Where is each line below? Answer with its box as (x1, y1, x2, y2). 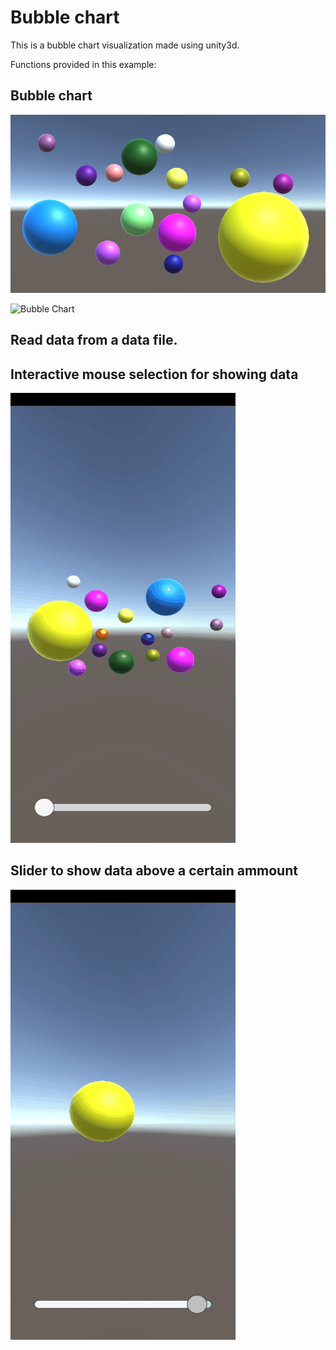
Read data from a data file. (10, 332, 178, 349)
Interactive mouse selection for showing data (10, 366, 299, 383)
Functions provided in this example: (10, 58, 157, 70)
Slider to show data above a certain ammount (10, 862, 298, 880)
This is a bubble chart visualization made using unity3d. (10, 39, 240, 51)
